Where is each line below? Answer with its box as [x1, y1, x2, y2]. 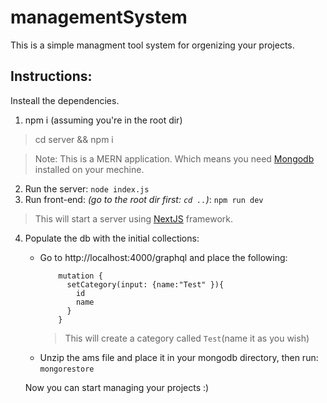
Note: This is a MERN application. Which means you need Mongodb [34, 152, 315, 165]
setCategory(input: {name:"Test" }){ [66, 279, 225, 290]
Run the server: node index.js [24, 182, 150, 195]
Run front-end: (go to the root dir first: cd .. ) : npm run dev [24, 193, 264, 205]
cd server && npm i [34, 133, 114, 145]
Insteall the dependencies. [10, 94, 120, 106]
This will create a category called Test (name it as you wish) [64, 332, 310, 344]
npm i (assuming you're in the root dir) [24, 114, 183, 126]
